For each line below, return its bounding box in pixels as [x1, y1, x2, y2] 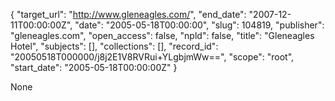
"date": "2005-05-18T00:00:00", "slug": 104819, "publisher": [74, 19, 325, 31]
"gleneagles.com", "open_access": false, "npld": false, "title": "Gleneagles [10, 30, 315, 41]
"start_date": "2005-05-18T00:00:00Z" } [10, 62, 178, 73]
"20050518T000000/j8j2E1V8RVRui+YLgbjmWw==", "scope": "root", [10, 51, 295, 63]
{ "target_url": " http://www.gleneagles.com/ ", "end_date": [10, 9, 247, 20]
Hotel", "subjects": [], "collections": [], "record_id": [10, 40, 219, 52]
